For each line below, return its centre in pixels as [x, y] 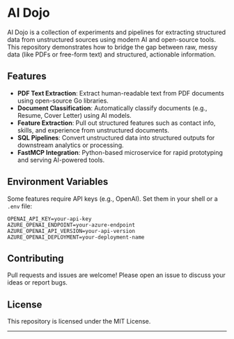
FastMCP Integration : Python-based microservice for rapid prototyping [120, 152]
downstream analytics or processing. [70, 145]
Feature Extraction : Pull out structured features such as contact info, [116, 123]
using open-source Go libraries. [63, 100]
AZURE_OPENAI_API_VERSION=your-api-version [71, 231]
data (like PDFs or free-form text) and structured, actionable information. [111, 54]
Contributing [36, 258]
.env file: [20, 206]
